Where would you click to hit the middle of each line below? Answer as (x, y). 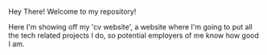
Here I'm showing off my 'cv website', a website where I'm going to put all (131, 27)
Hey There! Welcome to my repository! (72, 12)
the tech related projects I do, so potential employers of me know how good (134, 35)
